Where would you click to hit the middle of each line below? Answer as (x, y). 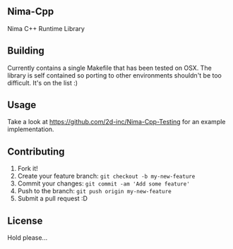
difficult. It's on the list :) (43, 83)
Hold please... (28, 238)
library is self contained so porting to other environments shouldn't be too (115, 75)
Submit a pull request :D (53, 199)
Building (26, 51)
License (25, 220)
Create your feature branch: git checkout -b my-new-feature (106, 176)
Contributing (36, 151)
